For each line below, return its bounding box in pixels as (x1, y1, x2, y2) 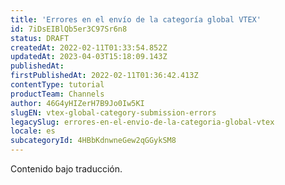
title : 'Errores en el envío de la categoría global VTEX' (10, 14, 262, 25)
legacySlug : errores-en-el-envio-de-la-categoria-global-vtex (10, 117, 275, 127)
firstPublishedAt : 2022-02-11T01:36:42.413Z (10, 71, 199, 81)
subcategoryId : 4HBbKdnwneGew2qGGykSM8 (10, 136, 177, 146)
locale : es (10, 126, 56, 136)
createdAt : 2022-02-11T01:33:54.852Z (10, 42, 168, 53)
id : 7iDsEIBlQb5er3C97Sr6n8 (10, 24, 128, 34)
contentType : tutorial (10, 80, 105, 90)
